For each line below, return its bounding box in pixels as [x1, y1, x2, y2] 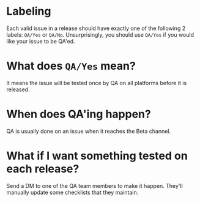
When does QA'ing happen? [6, 107, 151, 121]
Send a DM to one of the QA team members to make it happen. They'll [6, 182, 183, 189]
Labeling [6, 4, 51, 18]
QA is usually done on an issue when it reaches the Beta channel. [6, 127, 171, 135]
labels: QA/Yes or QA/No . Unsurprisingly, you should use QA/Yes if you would [6, 31, 194, 38]
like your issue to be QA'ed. [6, 37, 75, 45]
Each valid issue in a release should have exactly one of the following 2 [6, 24, 186, 32]
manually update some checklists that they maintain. [6, 189, 139, 196]
